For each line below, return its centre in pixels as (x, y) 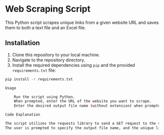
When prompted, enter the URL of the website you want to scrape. (83, 101)
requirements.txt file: (34, 70)
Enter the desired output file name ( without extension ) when (78, 106)
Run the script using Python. (45, 97)
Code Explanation (23, 115)
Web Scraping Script (48, 9)
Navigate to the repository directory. (49, 60)
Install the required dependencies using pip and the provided (73, 65)
